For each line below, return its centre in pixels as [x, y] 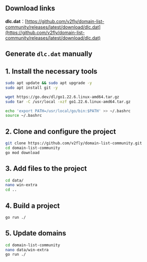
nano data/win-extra [27, 250]
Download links [30, 8]
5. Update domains [36, 233]
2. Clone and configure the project [61, 131]
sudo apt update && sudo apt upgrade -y [49, 83]
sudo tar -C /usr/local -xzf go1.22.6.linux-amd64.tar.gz [68, 101]
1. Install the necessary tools [51, 71]
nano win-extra [21, 185]
